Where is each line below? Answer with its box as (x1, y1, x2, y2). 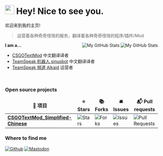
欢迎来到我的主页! (5, 22, 41, 28)
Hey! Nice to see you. (16, 6, 104, 17)
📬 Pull (136, 98, 153, 105)
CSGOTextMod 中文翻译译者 (12, 52, 69, 58)
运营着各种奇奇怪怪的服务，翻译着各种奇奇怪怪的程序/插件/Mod (16, 32, 144, 38)
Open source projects (5, 86, 57, 93)
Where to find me (5, 135, 47, 141)
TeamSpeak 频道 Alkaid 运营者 (12, 64, 73, 70)
